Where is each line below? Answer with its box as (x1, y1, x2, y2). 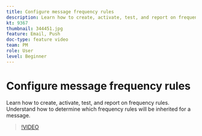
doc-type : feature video (6, 37, 69, 43)
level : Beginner (6, 53, 47, 59)
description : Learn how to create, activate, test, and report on (6, 14, 176, 20)
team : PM (6, 43, 28, 49)
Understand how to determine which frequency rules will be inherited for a (6, 105, 191, 113)
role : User (6, 48, 34, 54)
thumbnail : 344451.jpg (6, 25, 63, 32)
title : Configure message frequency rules (6, 8, 114, 15)
